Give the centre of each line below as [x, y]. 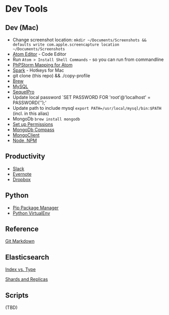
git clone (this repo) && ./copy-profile [51, 76]
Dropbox [22, 179]
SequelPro [23, 92]
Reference [22, 229]
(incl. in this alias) [31, 113]
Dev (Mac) [22, 28]
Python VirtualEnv [31, 213]
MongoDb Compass [33, 130]
